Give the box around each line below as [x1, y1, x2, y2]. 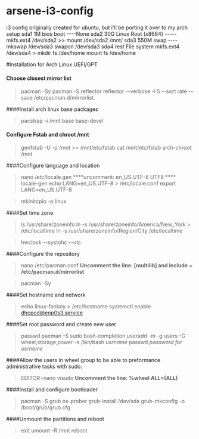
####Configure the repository [6, 251, 80, 258]
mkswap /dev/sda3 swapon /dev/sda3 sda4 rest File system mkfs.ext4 [6, 43, 180, 50]
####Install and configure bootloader [6, 386, 98, 393]
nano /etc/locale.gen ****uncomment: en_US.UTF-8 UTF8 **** [20, 174, 176, 181]
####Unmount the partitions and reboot [6, 416, 104, 423]
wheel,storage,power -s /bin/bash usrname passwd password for [20, 339, 182, 346]
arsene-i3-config [6, 4, 94, 18]
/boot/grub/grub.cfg [20, 404, 70, 411]
